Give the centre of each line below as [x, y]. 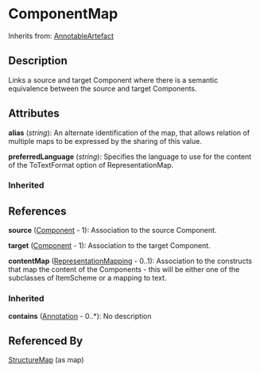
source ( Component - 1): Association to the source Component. [113, 231]
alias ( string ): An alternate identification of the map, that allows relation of [129, 133]
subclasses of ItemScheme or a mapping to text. [87, 278]
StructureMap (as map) [47, 360]
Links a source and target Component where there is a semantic [113, 79]
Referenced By [46, 341]
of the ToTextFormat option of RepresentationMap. [91, 165]
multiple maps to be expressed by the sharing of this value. [105, 141]
